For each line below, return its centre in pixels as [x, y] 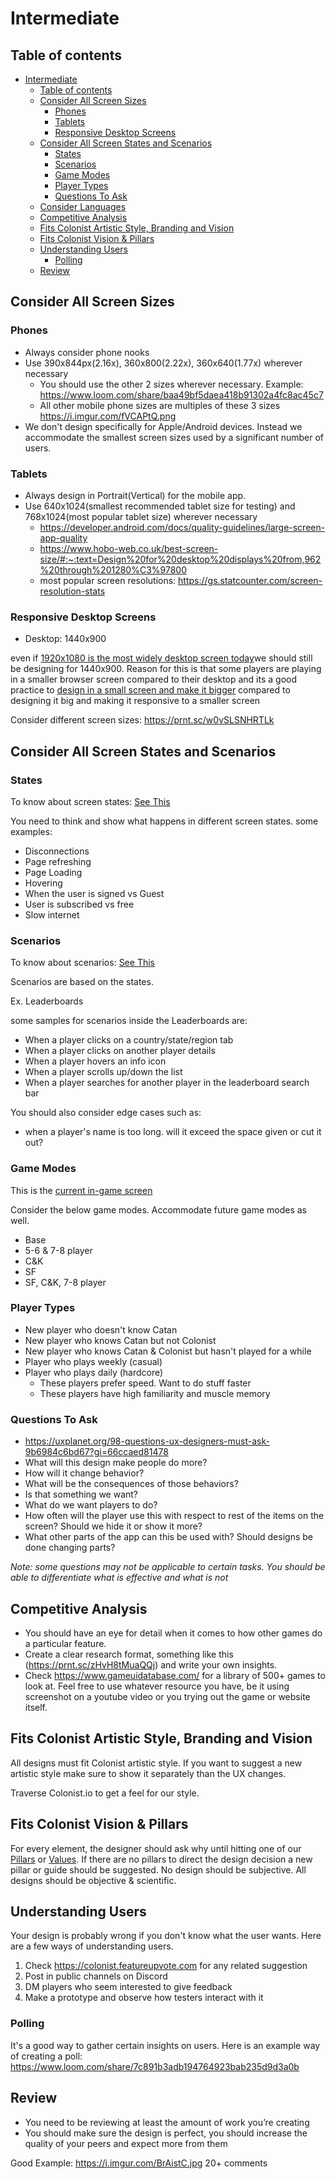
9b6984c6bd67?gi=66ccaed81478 [96, 1452]
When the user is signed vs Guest [94, 893]
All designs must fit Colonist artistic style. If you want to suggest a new [156, 1763]
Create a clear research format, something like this [129, 1654]
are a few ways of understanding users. [92, 1946]
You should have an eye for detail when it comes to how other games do [173, 1633]
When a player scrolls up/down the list [103, 1072]
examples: [31, 831]
